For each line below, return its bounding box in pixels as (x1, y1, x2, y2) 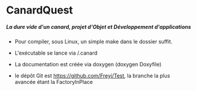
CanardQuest (6, 4, 73, 17)
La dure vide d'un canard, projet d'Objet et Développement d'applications (6, 23, 192, 30)
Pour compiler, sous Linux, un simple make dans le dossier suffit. (14, 38, 173, 45)
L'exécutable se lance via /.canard (14, 49, 98, 56)
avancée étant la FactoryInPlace (14, 79, 93, 86)
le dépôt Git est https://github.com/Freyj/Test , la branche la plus (14, 72, 170, 79)
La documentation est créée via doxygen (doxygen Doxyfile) (14, 61, 162, 68)
